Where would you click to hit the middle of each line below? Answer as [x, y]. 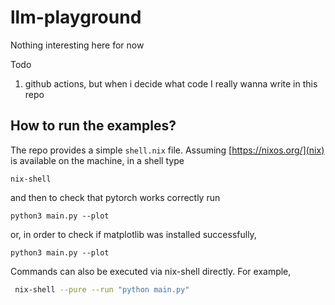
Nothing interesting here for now [77, 45]
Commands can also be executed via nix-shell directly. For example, [151, 271]
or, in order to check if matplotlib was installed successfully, [133, 234]
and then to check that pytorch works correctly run [115, 197]
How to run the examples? [93, 126]
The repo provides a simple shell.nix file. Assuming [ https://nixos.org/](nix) [167, 150]
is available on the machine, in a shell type [97, 160]
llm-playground [76, 17]
